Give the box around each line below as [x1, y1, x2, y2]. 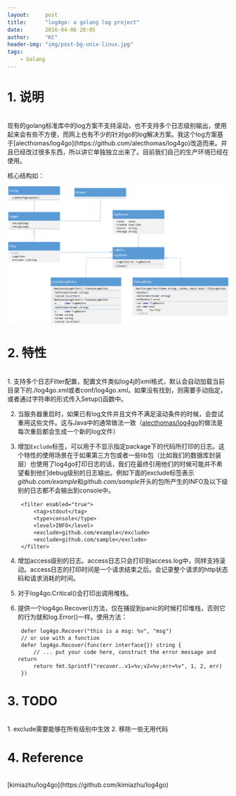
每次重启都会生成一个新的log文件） [17, 427, 119, 435]
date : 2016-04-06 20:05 [7, 26, 96, 33]
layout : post [7, 11, 58, 18]
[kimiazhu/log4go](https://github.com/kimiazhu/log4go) [7, 781, 169, 789]
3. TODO [7, 693, 58, 709]
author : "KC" [7, 34, 58, 41]
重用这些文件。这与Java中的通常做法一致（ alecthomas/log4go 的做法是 [17, 418, 223, 427]
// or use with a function [20, 634, 100, 641]
